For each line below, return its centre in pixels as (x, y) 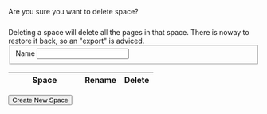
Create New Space (40, 100)
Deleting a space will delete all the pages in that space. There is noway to (129, 32)
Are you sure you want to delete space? (74, 12)
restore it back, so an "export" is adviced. (77, 41)
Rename (101, 80)
